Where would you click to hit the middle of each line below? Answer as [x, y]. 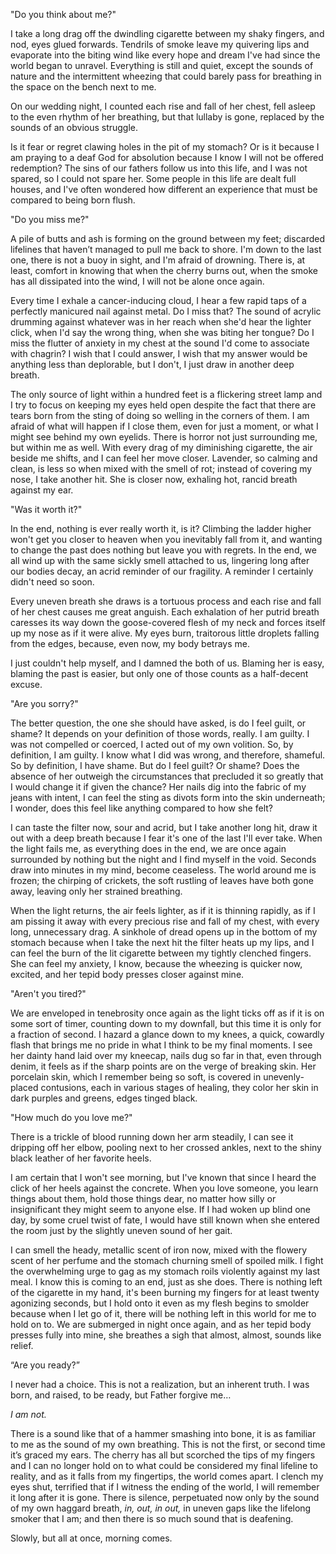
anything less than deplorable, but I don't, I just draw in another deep [152, 364]
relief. [22, 1345]
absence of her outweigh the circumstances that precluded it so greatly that [167, 776]
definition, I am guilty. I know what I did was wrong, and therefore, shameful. [168, 755]
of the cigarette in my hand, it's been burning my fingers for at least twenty [165, 1292]
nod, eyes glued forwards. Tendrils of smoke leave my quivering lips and [160, 44]
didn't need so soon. [52, 582]
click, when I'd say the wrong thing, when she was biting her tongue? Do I [162, 332]
